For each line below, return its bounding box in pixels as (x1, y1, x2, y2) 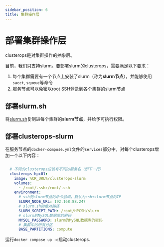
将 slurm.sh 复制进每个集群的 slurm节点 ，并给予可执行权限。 (5, 116, 127, 122)
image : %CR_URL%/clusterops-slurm (14, 176, 86, 181)
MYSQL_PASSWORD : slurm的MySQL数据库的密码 (18, 218, 103, 223)
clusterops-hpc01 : (9, 171, 48, 176)
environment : (14, 190, 41, 195)
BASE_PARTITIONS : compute (18, 227, 72, 232)
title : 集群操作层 (5, 12, 40, 17)
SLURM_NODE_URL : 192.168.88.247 (18, 199, 86, 204)
